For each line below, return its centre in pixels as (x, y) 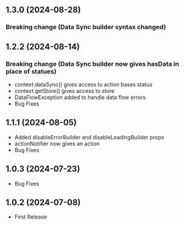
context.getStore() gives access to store (64, 91)
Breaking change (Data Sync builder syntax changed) (86, 27)
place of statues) (31, 71)
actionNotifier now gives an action (57, 144)
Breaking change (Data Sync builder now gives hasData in (92, 64)
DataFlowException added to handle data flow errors (80, 97)
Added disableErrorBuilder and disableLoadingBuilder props (89, 137)
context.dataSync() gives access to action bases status (83, 84)
